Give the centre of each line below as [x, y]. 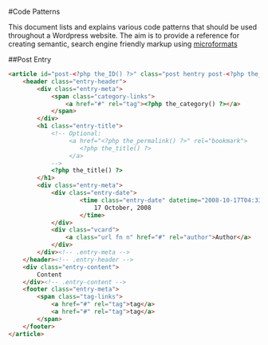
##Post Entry [30, 59]
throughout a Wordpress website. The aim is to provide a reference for [124, 36]
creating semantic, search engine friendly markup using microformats [123, 44]
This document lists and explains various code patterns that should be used [133, 27]
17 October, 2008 [122, 208]
